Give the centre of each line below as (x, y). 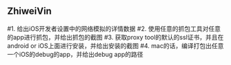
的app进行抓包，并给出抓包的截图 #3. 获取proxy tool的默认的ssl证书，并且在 (115, 37)
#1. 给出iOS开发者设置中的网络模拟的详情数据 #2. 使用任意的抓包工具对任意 (114, 28)
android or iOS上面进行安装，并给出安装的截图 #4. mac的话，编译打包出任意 (115, 45)
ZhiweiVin (29, 11)
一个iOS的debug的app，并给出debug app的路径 (75, 54)
